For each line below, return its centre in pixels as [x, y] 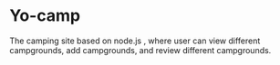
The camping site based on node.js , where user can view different [135, 41]
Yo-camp [45, 16]
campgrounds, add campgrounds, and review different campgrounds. [140, 50]
